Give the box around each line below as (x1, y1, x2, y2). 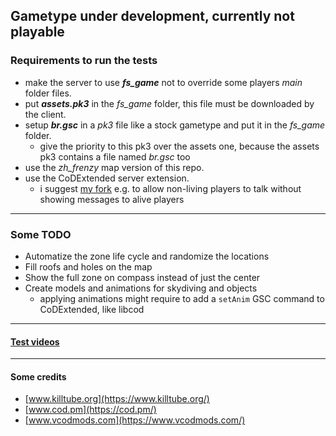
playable (10, 24, 65, 41)
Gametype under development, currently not (10, 8, 295, 25)
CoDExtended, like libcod (39, 303, 145, 315)
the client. (24, 108, 67, 120)
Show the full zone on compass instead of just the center (24, 271, 261, 283)
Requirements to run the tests (10, 54, 158, 68)
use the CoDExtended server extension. (24, 172, 190, 184)
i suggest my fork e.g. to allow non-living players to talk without (39, 182, 302, 194)
